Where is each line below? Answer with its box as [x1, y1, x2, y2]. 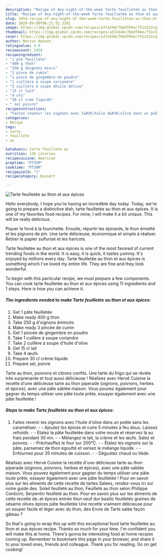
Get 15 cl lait [12, 345, 37, 351]
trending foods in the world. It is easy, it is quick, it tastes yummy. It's [5, 251, 143, 256]
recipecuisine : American [5, 156, 56, 161]
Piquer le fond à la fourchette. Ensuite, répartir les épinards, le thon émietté [5, 226, 155, 232]
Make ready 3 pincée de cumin [12, 325, 74, 331]
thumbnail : [5, 30, 28, 34]
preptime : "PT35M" [5, 160, 43, 165]
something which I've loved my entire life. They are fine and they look [5, 261, 144, 267]
